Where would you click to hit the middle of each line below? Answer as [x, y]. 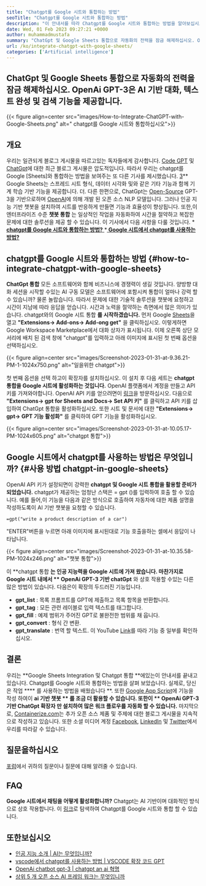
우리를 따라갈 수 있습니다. [37, 729]
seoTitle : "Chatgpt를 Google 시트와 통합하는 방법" [67, 18]
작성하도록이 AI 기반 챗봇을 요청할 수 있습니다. [61, 507]
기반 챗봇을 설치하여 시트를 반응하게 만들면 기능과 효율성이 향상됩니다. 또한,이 [105, 207]
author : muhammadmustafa [38, 35]
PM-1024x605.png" [31, 436]
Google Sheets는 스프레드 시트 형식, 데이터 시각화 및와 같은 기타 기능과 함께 [97, 184]
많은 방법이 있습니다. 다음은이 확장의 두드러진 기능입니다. [74, 587]
